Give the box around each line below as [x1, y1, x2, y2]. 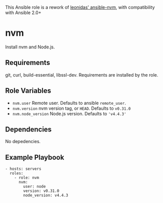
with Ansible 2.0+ [5, 10, 42, 16]
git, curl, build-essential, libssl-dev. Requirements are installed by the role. [5, 72, 158, 78]
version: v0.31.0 [23, 188, 59, 193]
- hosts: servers [5, 166, 42, 172]
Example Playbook [5, 153, 64, 162]
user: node [23, 184, 46, 189]
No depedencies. [5, 139, 41, 145]
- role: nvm [14, 175, 39, 180]
